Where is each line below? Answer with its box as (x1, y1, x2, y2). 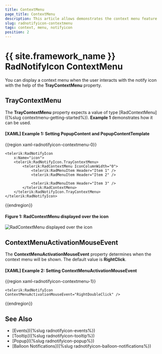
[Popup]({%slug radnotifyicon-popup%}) (12, 338, 95, 344)
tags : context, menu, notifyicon (5, 25, 73, 30)
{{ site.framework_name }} (5, 51, 116, 62)
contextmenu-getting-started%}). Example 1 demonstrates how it (22, 114, 153, 120)
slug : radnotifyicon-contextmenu (5, 20, 73, 26)
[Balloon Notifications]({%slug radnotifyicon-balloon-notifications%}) (12, 343, 151, 349)
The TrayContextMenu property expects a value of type (5, 109, 118, 115)
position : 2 (5, 30, 29, 35)
